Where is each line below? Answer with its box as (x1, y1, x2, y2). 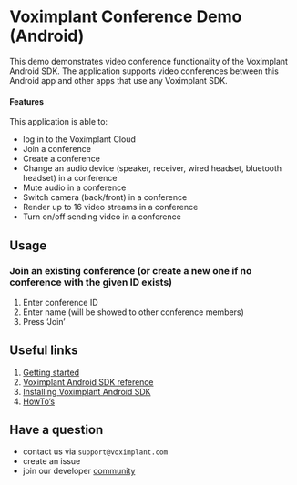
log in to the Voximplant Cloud (22, 134, 137, 145)
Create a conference (22, 153, 100, 165)
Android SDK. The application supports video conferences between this (9, 66, 280, 76)
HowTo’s (22, 396, 56, 407)
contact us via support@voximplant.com (22, 446, 169, 457)
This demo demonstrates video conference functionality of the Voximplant (9, 56, 289, 66)
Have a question (9, 422, 104, 438)
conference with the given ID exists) (9, 276, 173, 288)
